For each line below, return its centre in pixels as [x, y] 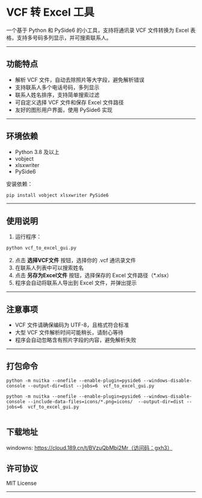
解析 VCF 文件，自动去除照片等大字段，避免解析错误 [80, 79]
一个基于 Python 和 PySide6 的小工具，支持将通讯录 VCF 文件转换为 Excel [98, 30]
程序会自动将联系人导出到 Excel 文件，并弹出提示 [76, 283]
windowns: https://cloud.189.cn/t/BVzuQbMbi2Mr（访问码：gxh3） [89, 447]
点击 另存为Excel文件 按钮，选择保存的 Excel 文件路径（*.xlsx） [93, 275]
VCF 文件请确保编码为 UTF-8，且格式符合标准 [72, 325]
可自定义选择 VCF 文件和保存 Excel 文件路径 [69, 102]
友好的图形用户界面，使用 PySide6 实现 [64, 109]
